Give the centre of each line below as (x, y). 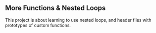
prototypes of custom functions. (38, 25)
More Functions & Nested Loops (55, 8)
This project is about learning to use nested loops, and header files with (78, 20)
